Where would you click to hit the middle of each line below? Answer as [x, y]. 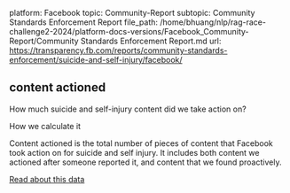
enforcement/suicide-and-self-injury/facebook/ [96, 60]
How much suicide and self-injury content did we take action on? [128, 109]
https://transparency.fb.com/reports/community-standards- [118, 50]
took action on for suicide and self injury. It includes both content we [134, 152]
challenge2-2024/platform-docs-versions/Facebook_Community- [129, 31]
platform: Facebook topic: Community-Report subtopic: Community [132, 13]
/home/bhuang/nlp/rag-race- [212, 22]
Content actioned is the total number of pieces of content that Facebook [141, 143]
